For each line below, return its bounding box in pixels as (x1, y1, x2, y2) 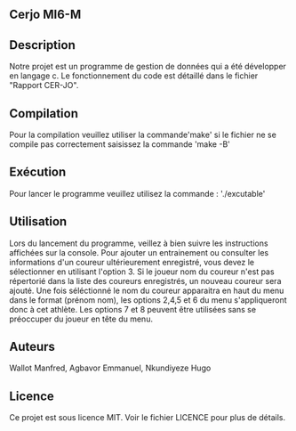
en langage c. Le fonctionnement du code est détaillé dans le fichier (9, 70, 259, 81)
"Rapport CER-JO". (9, 80, 79, 91)
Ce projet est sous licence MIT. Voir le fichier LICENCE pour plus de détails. (9, 412, 286, 423)
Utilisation (9, 214, 68, 230)
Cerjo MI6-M (9, 7, 82, 22)
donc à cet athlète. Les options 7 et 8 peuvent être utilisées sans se (9, 304, 256, 314)
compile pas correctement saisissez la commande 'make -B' (9, 139, 231, 150)
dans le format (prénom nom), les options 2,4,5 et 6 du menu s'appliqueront (9, 294, 287, 305)
